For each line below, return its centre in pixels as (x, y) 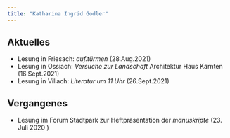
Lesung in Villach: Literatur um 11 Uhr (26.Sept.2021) (94, 81)
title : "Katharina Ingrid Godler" (58, 14)
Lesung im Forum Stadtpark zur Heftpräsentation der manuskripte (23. (120, 120)
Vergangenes (38, 103)
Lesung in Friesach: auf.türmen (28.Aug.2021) (84, 59)
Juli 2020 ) (33, 127)
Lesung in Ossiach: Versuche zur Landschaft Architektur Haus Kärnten (120, 67)
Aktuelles (29, 42)
